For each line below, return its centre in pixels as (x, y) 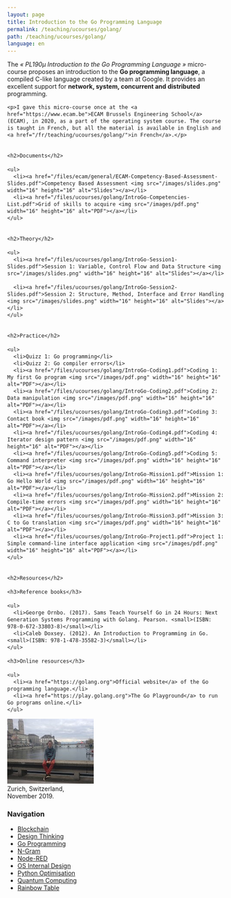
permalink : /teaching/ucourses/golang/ (65, 29)
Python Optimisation (46, 873)
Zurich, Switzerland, (36, 789)
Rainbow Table (38, 888)
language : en (26, 44)
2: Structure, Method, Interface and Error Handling (147, 294)
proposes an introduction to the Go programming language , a (117, 72)
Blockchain (33, 829)
